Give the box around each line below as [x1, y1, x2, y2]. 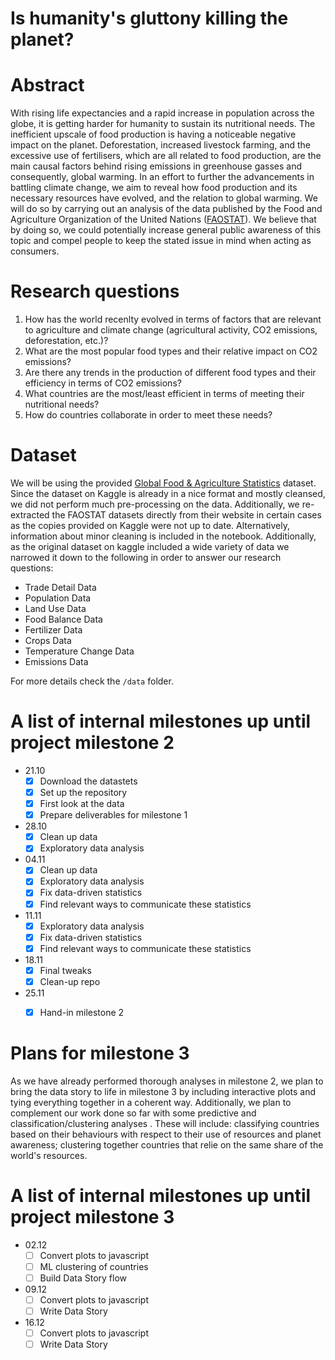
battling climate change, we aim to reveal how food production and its [10, 182, 298, 194]
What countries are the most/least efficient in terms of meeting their [24, 388, 305, 400]
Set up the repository [39, 787, 128, 798]
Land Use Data [24, 603, 87, 614]
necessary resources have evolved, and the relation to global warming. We [10, 192, 318, 204]
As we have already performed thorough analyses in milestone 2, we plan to [10, 1075, 324, 1087]
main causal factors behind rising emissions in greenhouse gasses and [10, 160, 303, 172]
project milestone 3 [10, 1206, 175, 1229]
